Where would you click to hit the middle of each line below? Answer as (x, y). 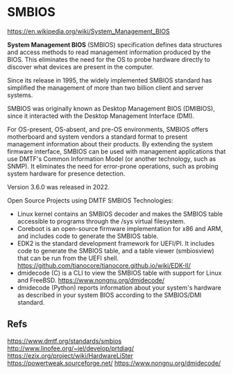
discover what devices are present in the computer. (80, 67)
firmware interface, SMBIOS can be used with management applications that (116, 151)
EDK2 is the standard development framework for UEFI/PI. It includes (116, 243)
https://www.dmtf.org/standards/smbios (64, 341)
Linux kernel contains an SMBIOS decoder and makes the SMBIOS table (120, 214)
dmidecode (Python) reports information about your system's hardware (119, 287)
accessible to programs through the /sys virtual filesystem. (101, 221)
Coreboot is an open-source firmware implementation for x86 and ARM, (120, 228)
